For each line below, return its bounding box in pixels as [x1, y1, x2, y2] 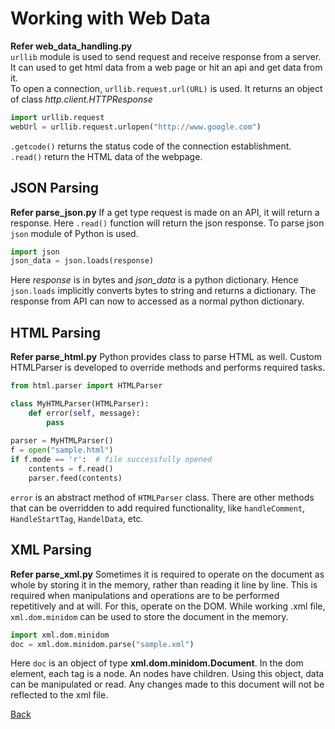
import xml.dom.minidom [10, 630, 110, 640]
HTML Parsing [10, 324, 101, 341]
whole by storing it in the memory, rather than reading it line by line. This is [10, 578, 318, 591]
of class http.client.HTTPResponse [10, 93, 153, 105]
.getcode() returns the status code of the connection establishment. [10, 140, 292, 152]
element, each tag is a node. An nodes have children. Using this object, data [10, 668, 325, 680]
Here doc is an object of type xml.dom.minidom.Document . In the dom [10, 657, 304, 669]
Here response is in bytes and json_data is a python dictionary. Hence [10, 274, 299, 286]
